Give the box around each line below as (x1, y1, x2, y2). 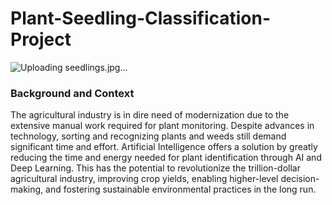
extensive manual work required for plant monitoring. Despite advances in (10, 120, 315, 132)
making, (10, 183, 44, 196)
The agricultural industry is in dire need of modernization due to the (10, 109, 290, 121)
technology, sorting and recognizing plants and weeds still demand (10, 130, 287, 142)
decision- (280, 173, 320, 185)
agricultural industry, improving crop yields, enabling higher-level (10, 173, 279, 185)
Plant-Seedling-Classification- (10, 7, 272, 30)
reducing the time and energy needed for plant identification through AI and (10, 152, 322, 164)
